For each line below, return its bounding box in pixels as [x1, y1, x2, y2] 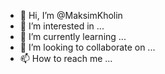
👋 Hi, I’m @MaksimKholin [19, 10, 123, 21]
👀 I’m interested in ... [19, 20, 105, 32]
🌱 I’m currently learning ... [19, 31, 127, 42]
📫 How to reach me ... [19, 53, 113, 64]
